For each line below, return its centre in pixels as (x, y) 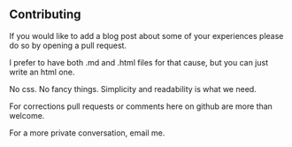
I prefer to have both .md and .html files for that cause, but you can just (138, 62)
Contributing (45, 15)
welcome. (27, 115)
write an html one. (42, 72)
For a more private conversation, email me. (87, 133)
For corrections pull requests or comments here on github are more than (141, 106)
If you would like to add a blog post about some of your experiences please (146, 35)
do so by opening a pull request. (68, 45)
